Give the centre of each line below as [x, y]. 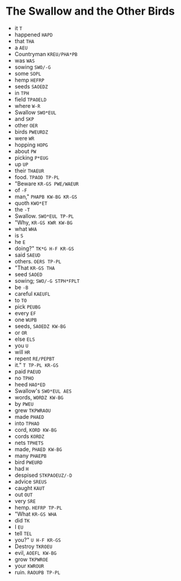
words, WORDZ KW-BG [39, 397]
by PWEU [24, 404]
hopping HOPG [31, 144]
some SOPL [28, 73]
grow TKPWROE [31, 559]
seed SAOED [28, 274]
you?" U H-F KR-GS [38, 540]
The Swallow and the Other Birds [90, 11]
